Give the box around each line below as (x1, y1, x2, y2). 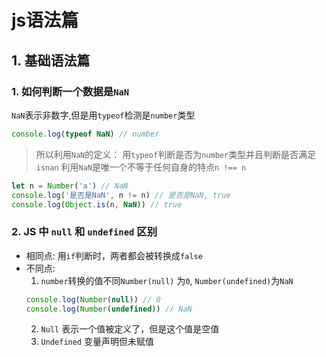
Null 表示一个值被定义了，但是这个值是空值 (40, 323, 220, 335)
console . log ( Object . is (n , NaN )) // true (11, 199, 183, 210)
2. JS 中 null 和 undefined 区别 (11, 225, 158, 239)
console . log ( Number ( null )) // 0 (25, 294, 161, 305)
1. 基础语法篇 (11, 52, 91, 69)
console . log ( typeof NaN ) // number (11, 129, 160, 139)
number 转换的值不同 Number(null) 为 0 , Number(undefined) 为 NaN (40, 274, 294, 286)
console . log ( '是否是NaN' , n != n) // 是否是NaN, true (11, 190, 231, 200)
